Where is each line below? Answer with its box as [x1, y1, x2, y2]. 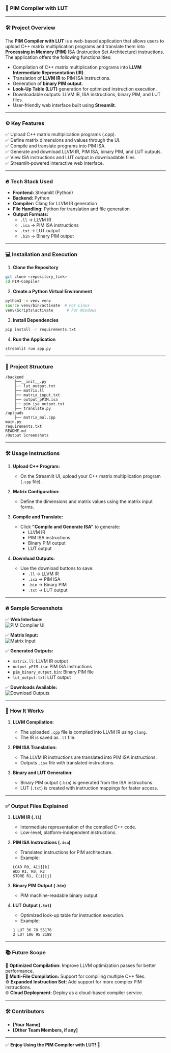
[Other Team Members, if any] [12, 1027, 78, 1033]
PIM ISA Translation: [12, 744, 57, 750]
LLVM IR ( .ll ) [12, 814, 42, 820]
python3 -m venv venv [5, 298, 51, 303]
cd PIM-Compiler [5, 279, 40, 284]
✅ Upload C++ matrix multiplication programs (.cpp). [5, 131, 116, 137]
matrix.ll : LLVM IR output [12, 657, 68, 664]
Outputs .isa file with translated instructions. [20, 759, 115, 765]
